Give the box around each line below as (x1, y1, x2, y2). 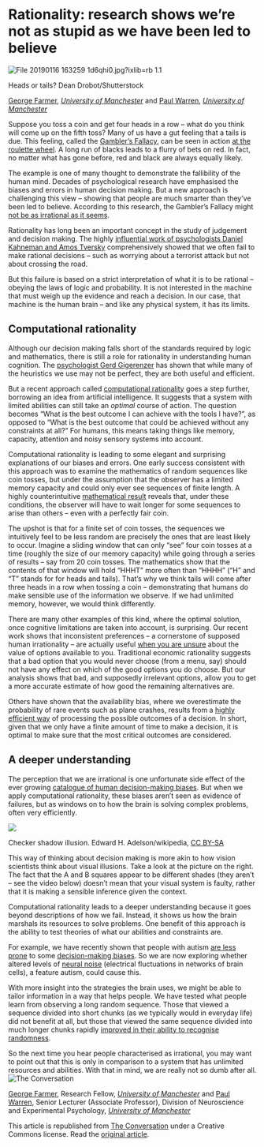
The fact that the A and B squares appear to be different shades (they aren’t (8, 870, 255, 879)
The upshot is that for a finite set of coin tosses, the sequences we (8, 523, 225, 533)
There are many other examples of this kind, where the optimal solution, (8, 614, 242, 624)
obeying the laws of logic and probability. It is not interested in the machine (8, 283, 252, 292)
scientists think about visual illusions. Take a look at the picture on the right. (8, 861, 254, 871)
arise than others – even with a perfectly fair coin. (8, 508, 169, 518)
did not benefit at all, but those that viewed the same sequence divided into (8, 1016, 253, 1025)
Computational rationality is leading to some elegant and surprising (8, 449, 226, 459)
